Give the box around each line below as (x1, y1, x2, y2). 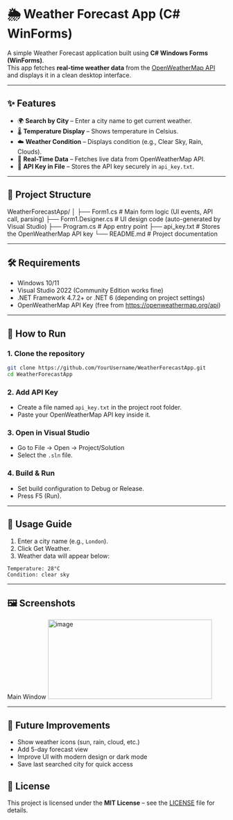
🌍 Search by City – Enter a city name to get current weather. (17, 116, 192, 124)
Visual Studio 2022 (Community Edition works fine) (17, 287, 164, 295)
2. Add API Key (7, 387, 59, 397)
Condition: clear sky (7, 571, 70, 578)
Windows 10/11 (17, 279, 60, 287)
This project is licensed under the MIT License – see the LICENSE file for (7, 798, 215, 807)
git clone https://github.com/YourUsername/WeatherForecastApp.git (7, 364, 207, 371)
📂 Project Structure (7, 189, 92, 201)
